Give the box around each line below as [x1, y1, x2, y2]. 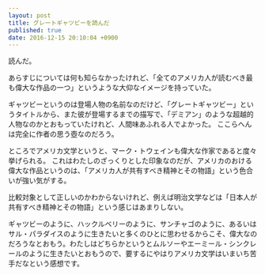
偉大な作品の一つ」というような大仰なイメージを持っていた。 [14, 83, 216, 92]
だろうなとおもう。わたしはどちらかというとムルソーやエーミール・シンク [8, 239, 250, 249]
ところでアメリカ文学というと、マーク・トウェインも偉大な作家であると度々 [8, 146, 257, 156]
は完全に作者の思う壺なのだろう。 [8, 130, 119, 139]
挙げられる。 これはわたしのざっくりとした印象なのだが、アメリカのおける [8, 156, 252, 166]
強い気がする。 [21, 175, 71, 186]
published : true [8, 26, 62, 34]
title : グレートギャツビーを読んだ [8, 19, 110, 27]
